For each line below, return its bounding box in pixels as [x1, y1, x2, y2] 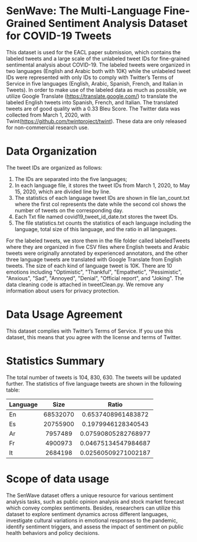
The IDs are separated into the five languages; [14, 175, 128, 182]
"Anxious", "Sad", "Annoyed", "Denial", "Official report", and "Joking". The [6, 274, 185, 281]
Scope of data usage [6, 472, 109, 485]
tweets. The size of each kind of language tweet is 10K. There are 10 [6, 262, 172, 269]
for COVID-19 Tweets [6, 29, 112, 42]
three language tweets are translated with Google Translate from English [6, 255, 182, 263]
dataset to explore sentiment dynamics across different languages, [6, 510, 169, 517]
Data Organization [6, 144, 97, 158]
